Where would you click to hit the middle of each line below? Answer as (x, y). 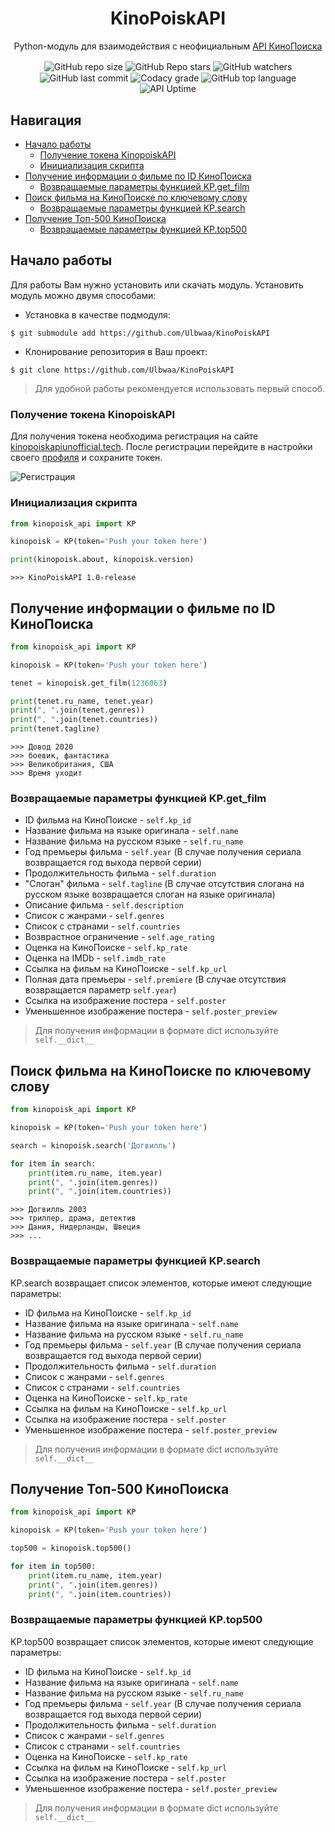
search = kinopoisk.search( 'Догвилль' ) (93, 1145)
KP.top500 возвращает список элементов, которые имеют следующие (162, 1641)
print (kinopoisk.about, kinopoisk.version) (102, 560)
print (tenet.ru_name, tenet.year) (82, 701)
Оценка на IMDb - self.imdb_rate (95, 958)
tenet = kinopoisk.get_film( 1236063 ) (89, 683)
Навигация (46, 120)
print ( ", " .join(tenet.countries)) (84, 720)
